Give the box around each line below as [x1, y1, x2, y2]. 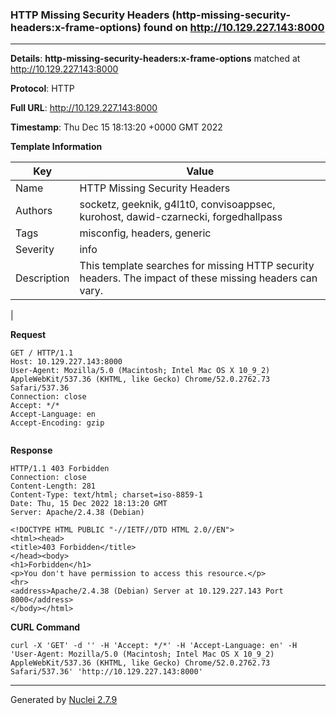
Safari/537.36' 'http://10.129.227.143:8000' [10, 667, 203, 677]
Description [15, 271, 70, 285]
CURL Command [10, 621, 81, 633]
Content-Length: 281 [10, 481, 97, 492]
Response [10, 444, 53, 457]
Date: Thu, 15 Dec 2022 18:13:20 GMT [10, 499, 168, 509]
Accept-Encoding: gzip [10, 418, 105, 428]
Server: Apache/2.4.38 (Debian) [10, 508, 145, 518]
